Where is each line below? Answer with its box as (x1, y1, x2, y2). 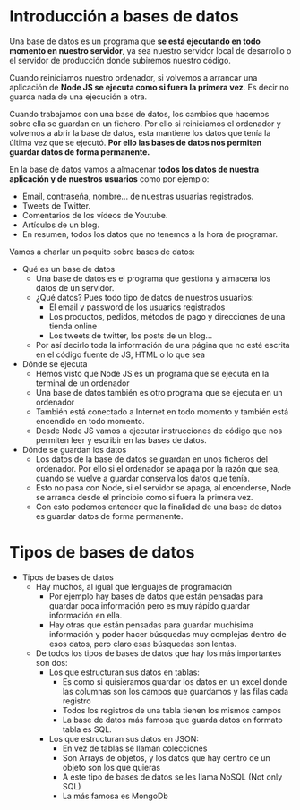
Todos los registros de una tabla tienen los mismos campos (62, 704, 282, 715)
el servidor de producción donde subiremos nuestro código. (9, 55, 231, 65)
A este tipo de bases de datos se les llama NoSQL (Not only (62, 772, 283, 782)
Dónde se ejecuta (21, 358, 88, 369)
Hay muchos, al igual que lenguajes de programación (35, 581, 233, 592)
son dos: (35, 657, 68, 668)
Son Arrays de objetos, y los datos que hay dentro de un (62, 752, 270, 763)
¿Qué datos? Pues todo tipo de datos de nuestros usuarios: (35, 292, 254, 303)
